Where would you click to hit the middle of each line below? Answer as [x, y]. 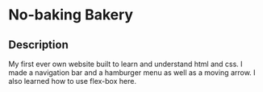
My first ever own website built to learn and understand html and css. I [126, 64]
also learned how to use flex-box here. [73, 81]
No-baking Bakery [71, 15]
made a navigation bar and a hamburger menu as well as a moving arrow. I [132, 73]
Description [38, 45]
